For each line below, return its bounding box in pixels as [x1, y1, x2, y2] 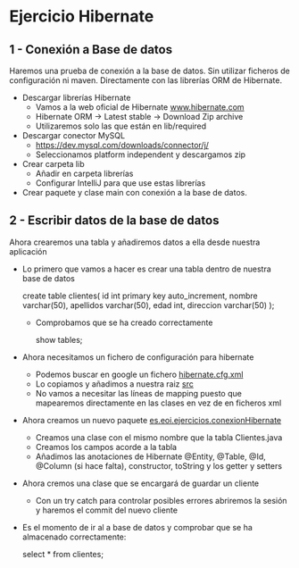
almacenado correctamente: [21, 531, 127, 542]
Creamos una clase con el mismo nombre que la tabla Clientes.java [35, 431, 283, 443]
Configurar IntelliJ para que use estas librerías [35, 178, 206, 188]
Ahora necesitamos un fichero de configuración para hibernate [21, 351, 254, 363]
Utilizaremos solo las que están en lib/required [35, 121, 207, 131]
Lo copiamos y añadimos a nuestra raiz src [35, 378, 194, 389]
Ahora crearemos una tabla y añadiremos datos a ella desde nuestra [9, 237, 261, 247]
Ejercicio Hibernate [9, 6, 154, 27]
